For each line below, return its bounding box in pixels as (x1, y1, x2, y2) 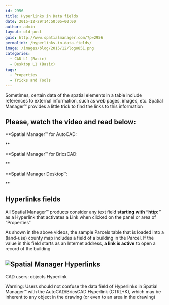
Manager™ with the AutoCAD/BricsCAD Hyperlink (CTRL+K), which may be (5, 289, 161, 295)
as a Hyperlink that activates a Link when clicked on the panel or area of (5, 214, 156, 220)
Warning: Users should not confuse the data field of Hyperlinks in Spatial (5, 283, 158, 289)
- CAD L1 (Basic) (10, 56, 47, 61)
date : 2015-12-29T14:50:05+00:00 (5, 19, 76, 24)
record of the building (5, 245, 51, 251)
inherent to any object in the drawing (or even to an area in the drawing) (5, 294, 156, 300)
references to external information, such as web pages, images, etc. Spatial (5, 98, 163, 104)
